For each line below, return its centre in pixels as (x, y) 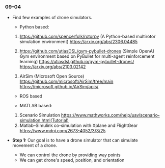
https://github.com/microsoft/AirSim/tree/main (67, 81)
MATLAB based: (36, 106)
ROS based (31, 96)
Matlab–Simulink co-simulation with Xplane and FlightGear (79, 125)
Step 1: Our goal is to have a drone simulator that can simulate (75, 140)
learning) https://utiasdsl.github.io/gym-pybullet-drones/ (77, 62)
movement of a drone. (35, 145)
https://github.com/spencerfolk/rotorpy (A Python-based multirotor (87, 36)
